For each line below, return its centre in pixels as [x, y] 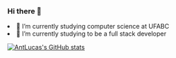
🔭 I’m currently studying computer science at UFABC [93, 27]
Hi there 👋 [25, 11]
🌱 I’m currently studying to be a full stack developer [92, 34]
